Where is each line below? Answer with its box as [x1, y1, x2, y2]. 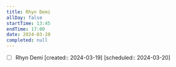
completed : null [6, 37, 48, 43]
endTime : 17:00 [6, 26, 45, 32]
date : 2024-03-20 [6, 32, 51, 38]
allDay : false [6, 15, 43, 21]
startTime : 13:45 [6, 20, 51, 26]
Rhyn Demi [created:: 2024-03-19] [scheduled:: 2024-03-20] [15, 54, 170, 61]
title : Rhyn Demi [6, 9, 51, 15]
